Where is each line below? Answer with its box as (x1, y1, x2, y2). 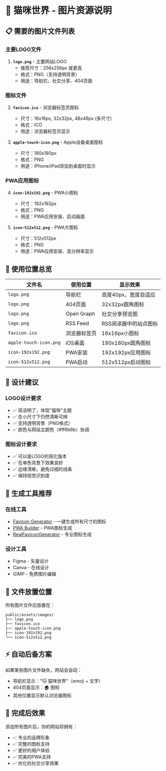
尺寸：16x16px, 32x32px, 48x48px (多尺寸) (20, 115, 112, 121)
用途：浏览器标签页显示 (20, 128, 70, 134)
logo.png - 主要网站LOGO (12, 58, 67, 64)
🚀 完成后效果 (5, 709, 45, 718)
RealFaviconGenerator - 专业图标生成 (12, 531, 92, 537)
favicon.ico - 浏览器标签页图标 (12, 104, 79, 111)
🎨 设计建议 (5, 378, 39, 386)
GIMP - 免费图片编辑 (12, 571, 57, 577)
